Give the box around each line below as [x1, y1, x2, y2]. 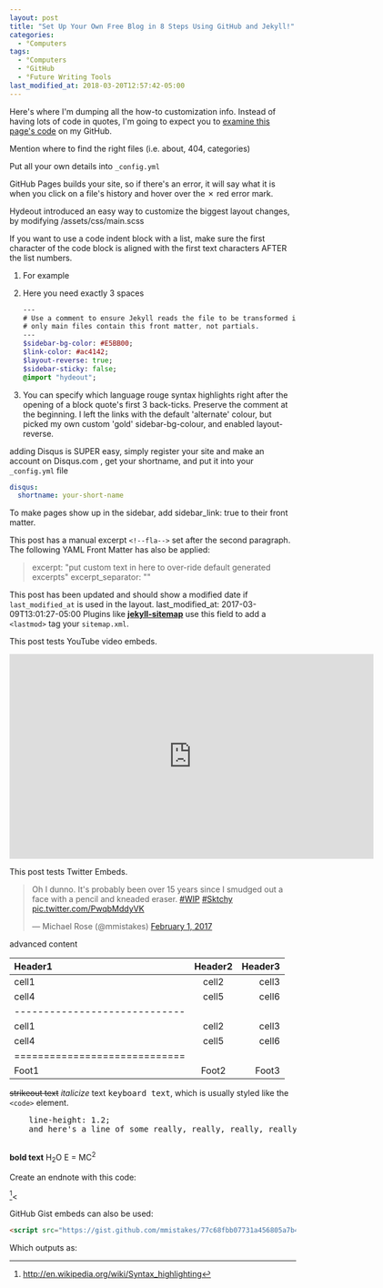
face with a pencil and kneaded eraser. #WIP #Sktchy [31, 894, 234, 905]
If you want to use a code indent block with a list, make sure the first [9, 233, 266, 244]
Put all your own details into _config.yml [9, 160, 161, 171]
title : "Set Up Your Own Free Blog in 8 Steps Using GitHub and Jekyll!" [9, 22, 296, 31]
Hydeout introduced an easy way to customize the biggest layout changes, [9, 206, 290, 217]
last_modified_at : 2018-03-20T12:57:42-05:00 [9, 81, 185, 90]
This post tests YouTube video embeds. [9, 636, 157, 647]
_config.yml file [9, 465, 68, 476]
